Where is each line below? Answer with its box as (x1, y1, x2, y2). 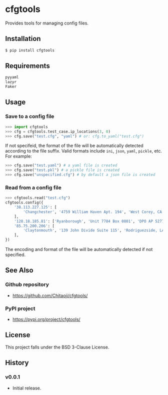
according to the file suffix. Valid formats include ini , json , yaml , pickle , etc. (5, 148, 162, 154)
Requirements (5, 61, 50, 70)
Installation (5, 34, 41, 43)
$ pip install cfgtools (5, 47, 55, 53)
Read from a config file (5, 184, 61, 191)
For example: (5, 153, 32, 159)
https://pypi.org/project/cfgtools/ (12, 316, 81, 322)
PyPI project (5, 305, 35, 312)
